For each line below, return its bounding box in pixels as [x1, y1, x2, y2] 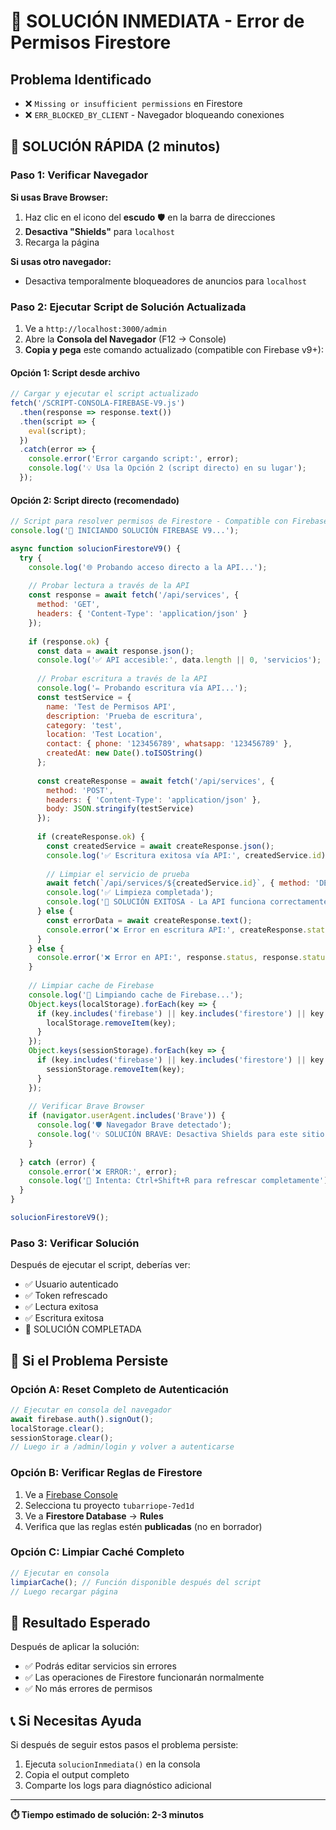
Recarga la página [24, 236, 100, 248]
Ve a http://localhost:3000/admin [24, 322, 167, 334]
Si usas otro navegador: [10, 255, 112, 267]
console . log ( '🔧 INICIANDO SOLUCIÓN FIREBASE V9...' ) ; [10, 526, 240, 536]
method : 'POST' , [46, 785, 114, 795]
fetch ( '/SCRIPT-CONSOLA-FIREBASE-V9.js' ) [10, 398, 186, 409]
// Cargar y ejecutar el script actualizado [10, 389, 199, 399]
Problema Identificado [10, 71, 152, 88]
